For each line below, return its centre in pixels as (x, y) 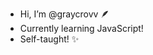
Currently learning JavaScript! (81, 28)
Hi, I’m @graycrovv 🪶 (64, 14)
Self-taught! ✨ (49, 39)
